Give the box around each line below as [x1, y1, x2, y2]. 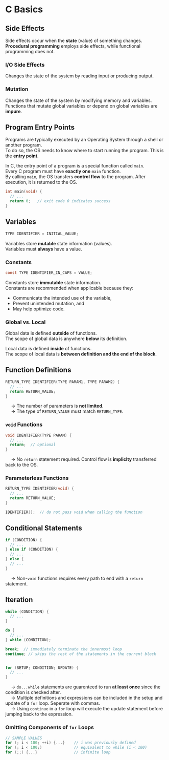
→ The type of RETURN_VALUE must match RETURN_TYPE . [11, 408, 124, 414]
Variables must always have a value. [5, 246, 83, 252]
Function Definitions [5, 366, 71, 374]
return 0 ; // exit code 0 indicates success [10, 199, 111, 204]
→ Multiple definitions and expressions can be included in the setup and [11, 695, 163, 701]
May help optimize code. [12, 306, 65, 312]
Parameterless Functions [5, 475, 69, 482]
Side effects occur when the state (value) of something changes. [5, 37, 142, 44]
